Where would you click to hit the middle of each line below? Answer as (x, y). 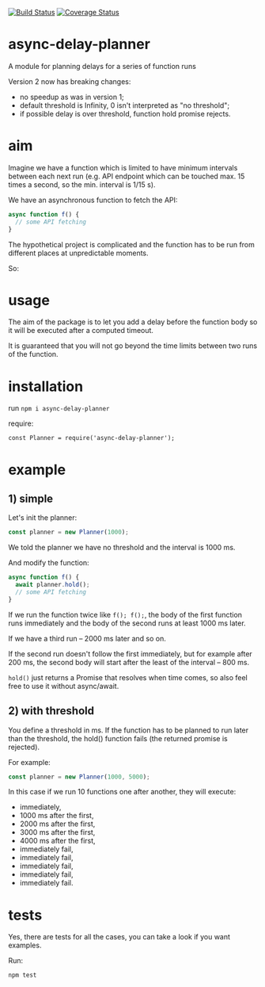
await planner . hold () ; (53, 585)
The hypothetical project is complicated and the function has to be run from (132, 244)
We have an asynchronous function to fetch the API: (93, 200)
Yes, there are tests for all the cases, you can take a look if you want (119, 937)
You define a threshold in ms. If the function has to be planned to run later (129, 730)
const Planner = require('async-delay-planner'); (92, 438)
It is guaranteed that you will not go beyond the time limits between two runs (133, 346)
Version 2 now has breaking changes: (70, 81)
